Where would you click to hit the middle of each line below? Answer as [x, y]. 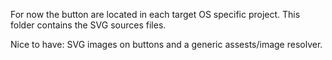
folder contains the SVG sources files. [88, 25]
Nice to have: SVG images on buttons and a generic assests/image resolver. [166, 44]
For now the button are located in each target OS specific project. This [155, 14]
